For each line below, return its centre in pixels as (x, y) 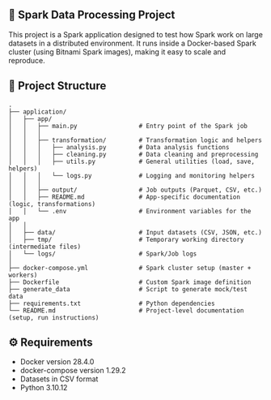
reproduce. (27, 60)
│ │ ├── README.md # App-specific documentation (125, 197)
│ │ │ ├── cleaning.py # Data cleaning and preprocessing (133, 154)
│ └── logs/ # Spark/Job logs (103, 254)
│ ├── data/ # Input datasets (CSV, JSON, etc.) (135, 232)
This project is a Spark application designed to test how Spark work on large (135, 34)
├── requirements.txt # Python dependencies (112, 303)
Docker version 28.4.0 (57, 362)
